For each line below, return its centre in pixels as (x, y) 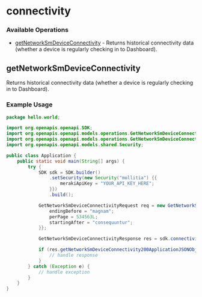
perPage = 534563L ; (73, 217)
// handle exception (64, 272)
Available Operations (38, 30)
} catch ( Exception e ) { (59, 266)
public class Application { (41, 155)
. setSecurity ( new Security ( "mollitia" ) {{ (103, 178)
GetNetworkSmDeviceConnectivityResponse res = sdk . (104, 239)
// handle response (73, 256)
